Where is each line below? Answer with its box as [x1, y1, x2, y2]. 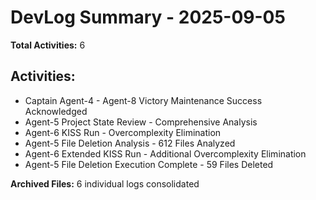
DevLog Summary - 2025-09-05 [10, 6, 286, 29]
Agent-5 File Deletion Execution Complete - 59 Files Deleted [24, 158, 274, 170]
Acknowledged [24, 105, 88, 117]
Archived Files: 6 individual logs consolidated [10, 177, 200, 190]
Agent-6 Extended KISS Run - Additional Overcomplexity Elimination [24, 147, 307, 160]
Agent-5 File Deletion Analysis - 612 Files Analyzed [24, 137, 236, 149]
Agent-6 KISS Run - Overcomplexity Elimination [24, 126, 222, 138]
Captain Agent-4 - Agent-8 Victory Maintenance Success [24, 94, 263, 106]
